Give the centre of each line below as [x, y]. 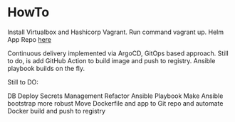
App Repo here [30, 39]
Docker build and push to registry [56, 111]
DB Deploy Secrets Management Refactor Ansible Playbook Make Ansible [115, 96]
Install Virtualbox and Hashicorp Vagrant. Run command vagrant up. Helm [116, 32]
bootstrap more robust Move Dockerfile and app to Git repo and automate [115, 103]
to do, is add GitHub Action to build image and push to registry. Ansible [111, 60]
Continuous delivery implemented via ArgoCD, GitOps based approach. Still [118, 53]
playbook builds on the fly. [46, 68]
